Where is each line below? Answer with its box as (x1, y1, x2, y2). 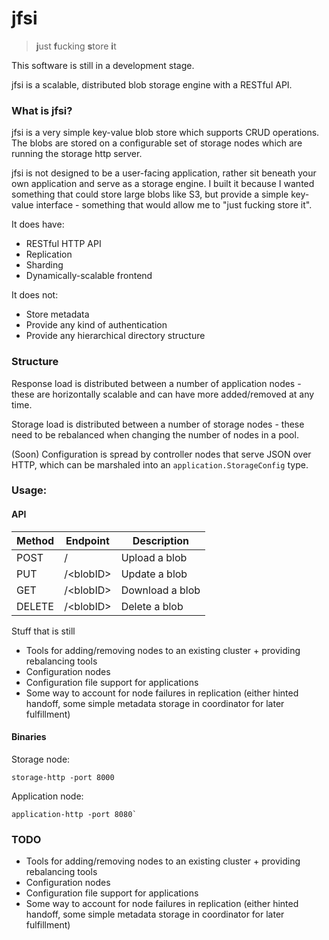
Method (16, 533, 55, 547)
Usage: (11, 483, 48, 497)
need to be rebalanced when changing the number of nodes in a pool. (11, 428, 299, 441)
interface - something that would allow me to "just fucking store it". (35, 199, 313, 211)
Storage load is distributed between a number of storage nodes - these (11, 418, 305, 430)
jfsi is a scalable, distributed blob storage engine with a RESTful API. (11, 78, 293, 91)
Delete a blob (120, 599, 184, 613)
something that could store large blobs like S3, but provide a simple (11, 188, 289, 201)
